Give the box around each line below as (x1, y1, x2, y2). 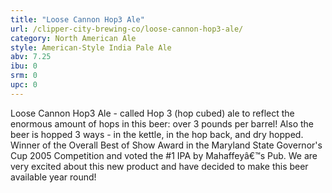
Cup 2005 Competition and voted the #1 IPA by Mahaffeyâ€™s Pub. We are (10, 149, 318, 161)
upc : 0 (10, 80, 38, 90)
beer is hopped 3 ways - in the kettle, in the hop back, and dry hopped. (10, 128, 304, 140)
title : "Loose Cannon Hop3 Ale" (10, 14, 145, 25)
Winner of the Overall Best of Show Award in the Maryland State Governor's (10, 139, 323, 151)
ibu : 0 (10, 61, 38, 71)
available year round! (10, 171, 97, 183)
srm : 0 (10, 71, 38, 81)
